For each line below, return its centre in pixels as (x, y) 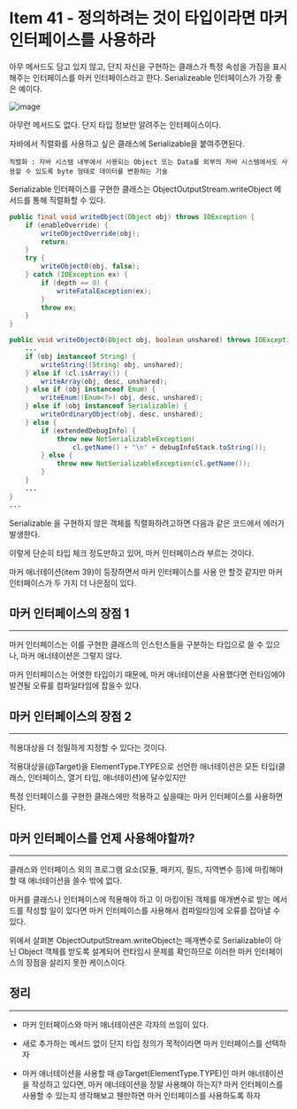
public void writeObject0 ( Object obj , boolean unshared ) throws (130, 340)
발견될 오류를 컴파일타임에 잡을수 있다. (75, 686)
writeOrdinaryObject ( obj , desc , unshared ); (122, 414)
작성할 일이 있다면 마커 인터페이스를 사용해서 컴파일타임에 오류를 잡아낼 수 (153, 910)
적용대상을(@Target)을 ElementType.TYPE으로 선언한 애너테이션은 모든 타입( (144, 767)
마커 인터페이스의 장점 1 (69, 613)
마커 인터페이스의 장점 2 (71, 716)
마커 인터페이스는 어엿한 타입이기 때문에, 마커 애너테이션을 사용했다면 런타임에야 (147, 675)
